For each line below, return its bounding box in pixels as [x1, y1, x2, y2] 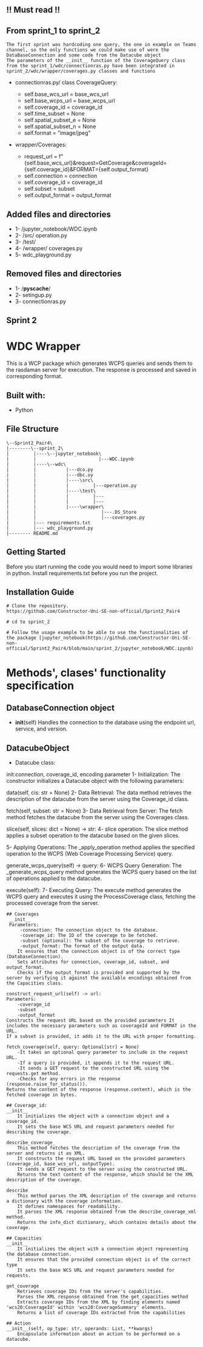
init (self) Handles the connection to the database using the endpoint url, [15, 719, 196, 726]
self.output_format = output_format [24, 191, 111, 199]
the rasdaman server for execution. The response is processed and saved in [6, 366, 197, 373]
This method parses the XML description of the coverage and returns [17, 1193, 197, 1199]
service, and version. [15, 725, 68, 732]
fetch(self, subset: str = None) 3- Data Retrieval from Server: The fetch [6, 807, 183, 814]
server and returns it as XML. [6, 1150, 85, 1156]
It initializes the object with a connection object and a [17, 1113, 170, 1119]
